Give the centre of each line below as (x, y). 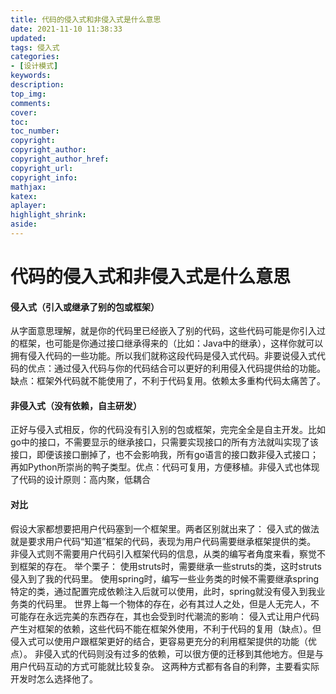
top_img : (28, 94)
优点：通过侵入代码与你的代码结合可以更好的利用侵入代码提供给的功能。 (176, 368)
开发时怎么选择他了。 (54, 678)
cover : (24, 112)
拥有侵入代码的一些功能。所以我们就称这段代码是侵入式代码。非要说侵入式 (163, 356)
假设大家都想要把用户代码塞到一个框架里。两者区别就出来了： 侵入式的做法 (165, 528)
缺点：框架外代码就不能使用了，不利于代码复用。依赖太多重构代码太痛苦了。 (168, 381)
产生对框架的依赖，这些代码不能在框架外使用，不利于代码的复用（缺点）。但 (166, 628)
